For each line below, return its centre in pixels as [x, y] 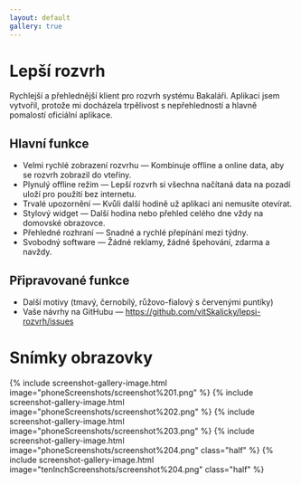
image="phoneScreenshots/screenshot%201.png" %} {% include [132, 393]
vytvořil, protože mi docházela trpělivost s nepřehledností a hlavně [133, 106]
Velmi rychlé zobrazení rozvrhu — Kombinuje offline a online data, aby [153, 166]
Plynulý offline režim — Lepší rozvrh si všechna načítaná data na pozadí [156, 185]
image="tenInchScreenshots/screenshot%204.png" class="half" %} [137, 470]
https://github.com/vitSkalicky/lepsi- [193, 312]
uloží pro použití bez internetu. [80, 195]
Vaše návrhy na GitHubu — [73, 312]
